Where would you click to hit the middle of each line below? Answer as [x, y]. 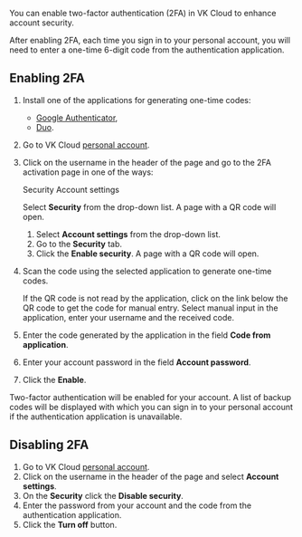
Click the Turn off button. [70, 524]
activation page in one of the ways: [88, 172]
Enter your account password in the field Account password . [137, 362]
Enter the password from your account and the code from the [137, 505]
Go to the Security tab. [79, 244]
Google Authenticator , [77, 118]
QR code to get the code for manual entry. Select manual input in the [150, 308]
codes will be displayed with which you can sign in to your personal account [151, 407]
